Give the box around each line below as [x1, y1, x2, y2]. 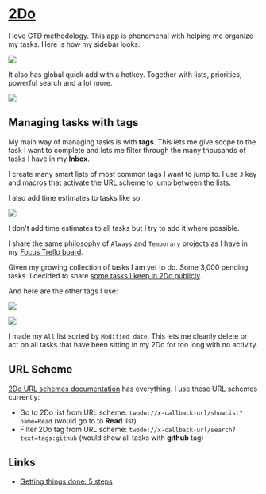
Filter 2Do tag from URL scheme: [19, 424, 128, 434]
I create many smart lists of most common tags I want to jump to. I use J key [8, 169, 257, 178]
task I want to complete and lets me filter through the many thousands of [8, 145, 246, 155]
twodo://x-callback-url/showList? [129, 409, 244, 417]
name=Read [19, 417, 53, 425]
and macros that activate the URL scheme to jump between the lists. [8, 178, 232, 187]
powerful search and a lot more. [8, 78, 113, 87]
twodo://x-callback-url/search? [129, 426, 236, 434]
